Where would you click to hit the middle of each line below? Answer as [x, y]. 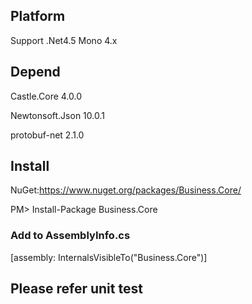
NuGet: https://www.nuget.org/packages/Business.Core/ [126, 190]
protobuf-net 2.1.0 [47, 135]
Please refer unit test [76, 289]
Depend [35, 72]
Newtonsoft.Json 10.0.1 [57, 115]
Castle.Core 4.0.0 [46, 96]
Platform [38, 16]
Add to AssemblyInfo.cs [70, 236]
